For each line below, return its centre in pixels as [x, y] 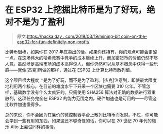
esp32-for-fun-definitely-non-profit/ [53, 42]
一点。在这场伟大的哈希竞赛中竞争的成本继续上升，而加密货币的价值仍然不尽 [81, 58]
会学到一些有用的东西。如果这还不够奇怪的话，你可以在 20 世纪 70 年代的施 [81, 120]
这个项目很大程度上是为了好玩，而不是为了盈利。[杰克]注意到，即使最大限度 [81, 80]
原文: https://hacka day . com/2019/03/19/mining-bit [68, 36]
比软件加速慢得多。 [24, 104]
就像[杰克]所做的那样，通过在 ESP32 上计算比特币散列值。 [76, 70]
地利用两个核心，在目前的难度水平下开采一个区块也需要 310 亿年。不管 [76, 86]
